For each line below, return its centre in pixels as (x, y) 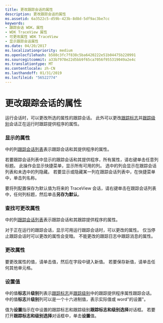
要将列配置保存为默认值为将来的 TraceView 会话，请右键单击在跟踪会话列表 (81, 188)
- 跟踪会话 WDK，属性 (24, 28)
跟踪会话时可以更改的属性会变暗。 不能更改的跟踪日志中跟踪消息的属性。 (82, 236)
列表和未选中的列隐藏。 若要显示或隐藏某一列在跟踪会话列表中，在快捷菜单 (80, 172)
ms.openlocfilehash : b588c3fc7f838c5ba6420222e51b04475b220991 (71, 55)
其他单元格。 (22, 268)
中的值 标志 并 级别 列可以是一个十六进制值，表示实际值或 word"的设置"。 (77, 299)
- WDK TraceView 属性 (26, 32)
